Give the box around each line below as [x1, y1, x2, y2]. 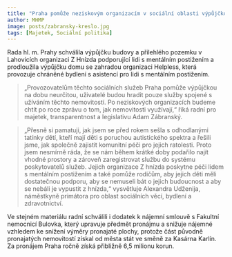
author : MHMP [7, 17, 45, 23]
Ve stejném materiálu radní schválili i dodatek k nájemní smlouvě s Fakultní [7, 213, 220, 221]
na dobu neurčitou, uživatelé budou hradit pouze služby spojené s [23, 91, 213, 99]
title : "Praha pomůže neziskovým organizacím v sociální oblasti [7, 10, 199, 17]
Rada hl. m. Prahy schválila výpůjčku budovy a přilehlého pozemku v [7, 48, 202, 56]
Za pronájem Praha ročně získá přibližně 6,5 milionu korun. [7, 242, 175, 250]
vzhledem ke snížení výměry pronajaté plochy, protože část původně [7, 227, 204, 236]
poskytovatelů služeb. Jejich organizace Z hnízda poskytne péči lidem [23, 163, 224, 171]
